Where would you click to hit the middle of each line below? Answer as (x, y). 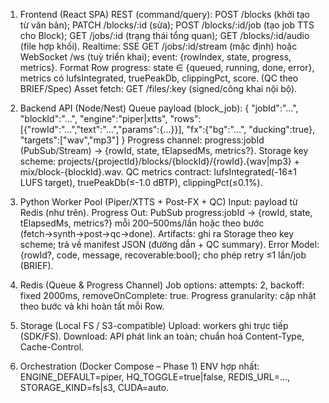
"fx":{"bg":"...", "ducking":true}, (251, 129)
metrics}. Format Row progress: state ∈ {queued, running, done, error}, (167, 67)
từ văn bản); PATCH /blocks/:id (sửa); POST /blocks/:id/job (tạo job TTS (167, 25)
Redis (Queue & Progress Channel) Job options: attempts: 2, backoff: (162, 285)
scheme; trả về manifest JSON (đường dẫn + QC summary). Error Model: (169, 244)
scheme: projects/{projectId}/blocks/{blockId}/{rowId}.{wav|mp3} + (159, 161)
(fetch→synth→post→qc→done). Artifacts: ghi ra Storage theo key (157, 233)
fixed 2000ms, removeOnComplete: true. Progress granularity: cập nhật (168, 295)
